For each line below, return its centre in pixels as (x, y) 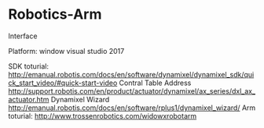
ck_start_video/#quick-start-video (63, 83)
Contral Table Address (155, 83)
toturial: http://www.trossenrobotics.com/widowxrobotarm (103, 116)
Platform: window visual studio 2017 (66, 51)
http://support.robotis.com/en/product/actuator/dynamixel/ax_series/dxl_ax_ (132, 91)
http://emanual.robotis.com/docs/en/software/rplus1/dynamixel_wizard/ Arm (132, 108)
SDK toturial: (29, 66)
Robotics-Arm (55, 14)
